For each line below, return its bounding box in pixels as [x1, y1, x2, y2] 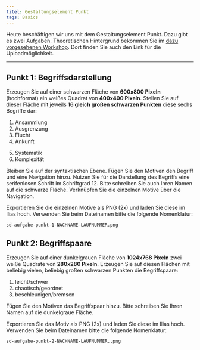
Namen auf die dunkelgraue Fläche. [6, 309, 94, 316]
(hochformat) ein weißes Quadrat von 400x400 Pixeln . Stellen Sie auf [6, 95, 179, 102]
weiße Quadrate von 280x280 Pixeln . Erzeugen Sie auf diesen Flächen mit [6, 261, 190, 268]
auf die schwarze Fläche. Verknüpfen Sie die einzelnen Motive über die [6, 186, 181, 194]
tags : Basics [6, 14, 39, 20]
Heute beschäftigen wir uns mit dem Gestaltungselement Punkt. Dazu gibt [6, 30, 188, 38]
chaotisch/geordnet [14, 284, 64, 292]
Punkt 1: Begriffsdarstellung [6, 72, 112, 82]
